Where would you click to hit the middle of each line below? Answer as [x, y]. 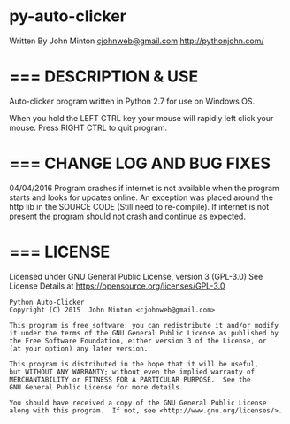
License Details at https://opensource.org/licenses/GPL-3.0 [117, 286]
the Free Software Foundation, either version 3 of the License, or [138, 341]
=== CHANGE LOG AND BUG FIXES [140, 163]
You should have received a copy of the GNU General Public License [138, 403]
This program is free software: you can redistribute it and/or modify [144, 325]
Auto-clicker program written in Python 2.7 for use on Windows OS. [132, 101]
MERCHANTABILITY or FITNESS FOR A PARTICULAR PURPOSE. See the [130, 379]
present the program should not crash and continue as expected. [127, 216]
